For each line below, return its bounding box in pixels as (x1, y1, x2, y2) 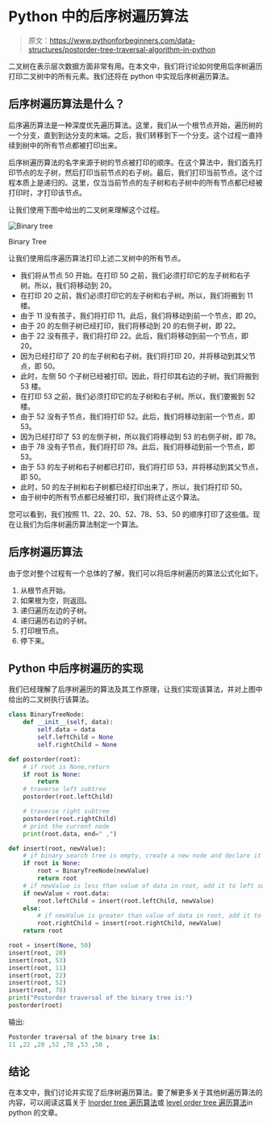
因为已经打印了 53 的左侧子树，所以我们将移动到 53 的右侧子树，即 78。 (19, 431, 261, 441)
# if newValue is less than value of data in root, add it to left (23, 881, 254, 890)
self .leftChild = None (37, 733, 114, 741)
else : (23, 904, 42, 912)
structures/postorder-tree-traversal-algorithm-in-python (27, 44, 216, 54)
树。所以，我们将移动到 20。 (19, 280, 117, 290)
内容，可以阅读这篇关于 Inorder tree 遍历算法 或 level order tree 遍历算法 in (8, 1098, 253, 1107)
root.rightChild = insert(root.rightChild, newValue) (37, 919, 222, 927)
